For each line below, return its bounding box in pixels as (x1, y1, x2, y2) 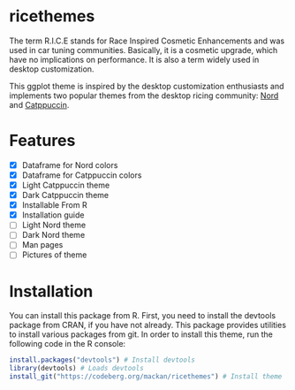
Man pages (21, 240, 64, 250)
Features (9, 131, 76, 151)
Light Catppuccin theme (21, 180, 110, 190)
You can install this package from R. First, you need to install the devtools (9, 310, 276, 321)
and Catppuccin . (9, 99, 70, 110)
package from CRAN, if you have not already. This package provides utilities (9, 320, 287, 331)
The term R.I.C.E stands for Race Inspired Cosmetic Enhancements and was (9, 35, 285, 46)
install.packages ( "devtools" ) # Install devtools (9, 356, 196, 364)
